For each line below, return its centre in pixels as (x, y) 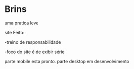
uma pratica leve (22, 23)
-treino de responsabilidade (33, 42)
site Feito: (15, 32)
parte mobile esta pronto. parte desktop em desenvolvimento (67, 61)
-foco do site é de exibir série (35, 52)
